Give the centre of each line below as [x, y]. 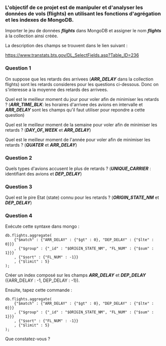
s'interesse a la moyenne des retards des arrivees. [56, 89]
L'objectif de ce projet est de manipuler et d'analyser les [74, 7]
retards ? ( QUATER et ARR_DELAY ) [41, 145]
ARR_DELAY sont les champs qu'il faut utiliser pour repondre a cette [75, 110]
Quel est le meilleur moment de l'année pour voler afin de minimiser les [78, 139]
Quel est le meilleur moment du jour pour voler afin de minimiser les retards [82, 99]
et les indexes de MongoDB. [39, 20]
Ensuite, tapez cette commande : [39, 290]
